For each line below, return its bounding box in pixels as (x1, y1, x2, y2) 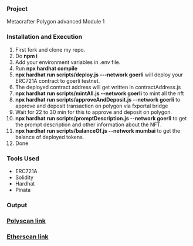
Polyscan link (6, 217, 46, 225)
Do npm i (15, 52, 38, 59)
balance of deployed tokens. (15, 133, 84, 140)
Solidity (15, 174, 34, 181)
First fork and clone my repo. (15, 46, 86, 53)
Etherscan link (6, 232, 49, 241)
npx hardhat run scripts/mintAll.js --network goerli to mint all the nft (15, 90, 184, 97)
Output (6, 201, 28, 209)
